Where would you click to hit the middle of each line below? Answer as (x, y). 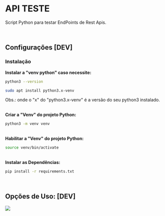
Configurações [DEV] (39, 48)
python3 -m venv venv (28, 124)
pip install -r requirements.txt (40, 171)
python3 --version (24, 81)
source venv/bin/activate (32, 148)
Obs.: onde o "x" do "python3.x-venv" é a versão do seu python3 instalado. (83, 100)
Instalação (18, 61)
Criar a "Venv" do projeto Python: (41, 115)
